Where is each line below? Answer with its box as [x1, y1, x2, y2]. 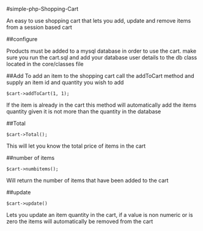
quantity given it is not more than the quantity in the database [6, 108, 161, 115]
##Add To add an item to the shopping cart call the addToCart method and [6, 72, 194, 79]
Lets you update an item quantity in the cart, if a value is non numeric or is [6, 211, 193, 218]
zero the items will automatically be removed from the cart [6, 218, 153, 225]
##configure [6, 36, 38, 42]
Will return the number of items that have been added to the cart [6, 177, 169, 184]
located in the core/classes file [6, 61, 84, 67]
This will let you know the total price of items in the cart [6, 142, 146, 150]
